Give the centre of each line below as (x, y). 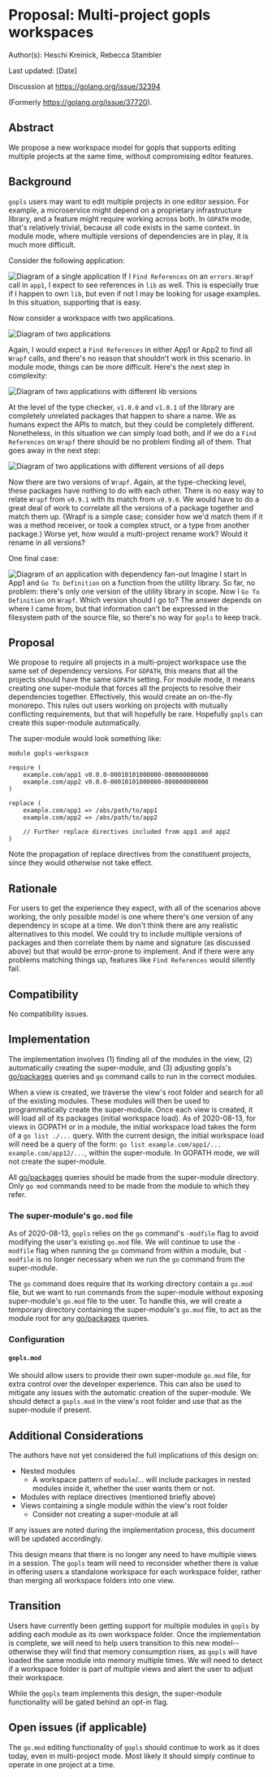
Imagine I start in (219, 574)
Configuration (37, 1340)
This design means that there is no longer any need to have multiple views (133, 1555)
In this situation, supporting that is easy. (75, 302)
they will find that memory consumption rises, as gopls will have (150, 1652)
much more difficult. (42, 244)
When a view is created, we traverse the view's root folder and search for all (136, 1092)
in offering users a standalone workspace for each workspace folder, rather (135, 1572)
